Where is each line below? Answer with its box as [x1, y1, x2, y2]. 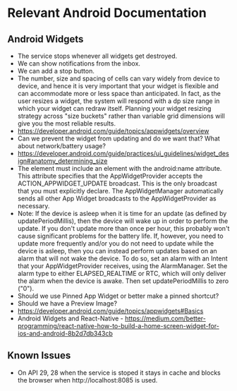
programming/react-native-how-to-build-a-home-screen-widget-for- [17, 322, 220, 330]
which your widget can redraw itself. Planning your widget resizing [17, 104, 212, 112]
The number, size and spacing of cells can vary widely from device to [17, 74, 220, 83]
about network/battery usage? [17, 142, 106, 150]
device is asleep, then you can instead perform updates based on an [17, 247, 217, 255]
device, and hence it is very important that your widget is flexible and [17, 82, 219, 90]
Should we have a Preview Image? [17, 299, 118, 308]
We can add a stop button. [17, 67, 95, 75]
